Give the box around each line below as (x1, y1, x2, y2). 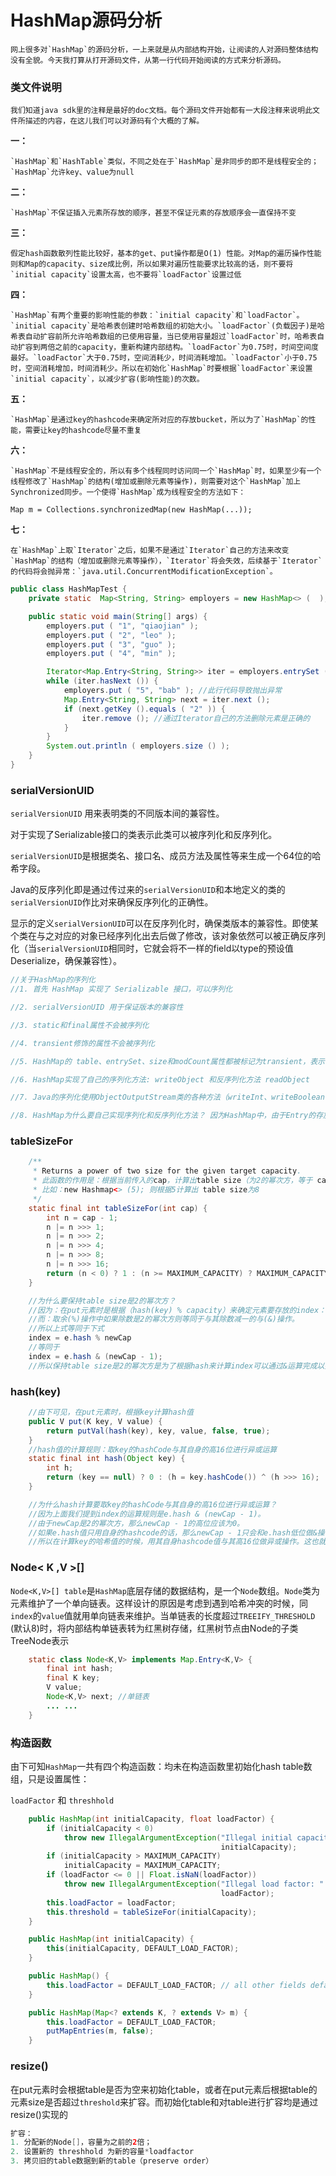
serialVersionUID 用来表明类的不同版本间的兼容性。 (10, 807, 225, 820)
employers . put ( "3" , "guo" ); (46, 639, 177, 650)
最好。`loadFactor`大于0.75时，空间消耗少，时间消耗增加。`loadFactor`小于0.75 (10, 353, 318, 363)
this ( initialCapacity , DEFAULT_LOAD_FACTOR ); (46, 1944, 240, 1954)
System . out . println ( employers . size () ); (46, 741, 230, 751)
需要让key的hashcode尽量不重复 (24, 426, 142, 436)
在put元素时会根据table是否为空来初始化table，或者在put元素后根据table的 (10, 2083, 318, 2095)
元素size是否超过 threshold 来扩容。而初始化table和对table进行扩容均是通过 (10, 2096, 319, 2108)
